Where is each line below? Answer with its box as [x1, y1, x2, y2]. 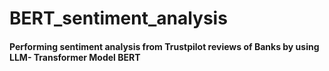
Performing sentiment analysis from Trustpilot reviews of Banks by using [9, 40, 320, 52]
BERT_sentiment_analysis [9, 7, 228, 30]
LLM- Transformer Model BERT [9, 51, 141, 63]
